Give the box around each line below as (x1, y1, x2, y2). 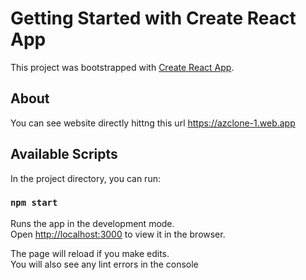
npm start (10, 197, 58, 209)
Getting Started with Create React (10, 7, 297, 30)
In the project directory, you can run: (10, 172, 161, 184)
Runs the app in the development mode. (10, 217, 175, 229)
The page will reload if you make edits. (10, 247, 170, 259)
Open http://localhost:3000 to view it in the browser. (10, 228, 226, 240)
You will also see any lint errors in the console (10, 258, 199, 270)
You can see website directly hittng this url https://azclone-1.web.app (10, 117, 296, 129)
